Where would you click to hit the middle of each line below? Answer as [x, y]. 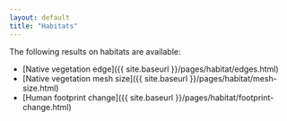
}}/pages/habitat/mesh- [234, 78]
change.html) [47, 107]
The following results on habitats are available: [95, 51]
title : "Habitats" [43, 26]
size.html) [40, 88]
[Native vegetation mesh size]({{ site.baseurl [105, 78]
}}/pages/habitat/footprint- [224, 97]
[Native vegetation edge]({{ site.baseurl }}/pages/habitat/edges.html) [151, 69]
